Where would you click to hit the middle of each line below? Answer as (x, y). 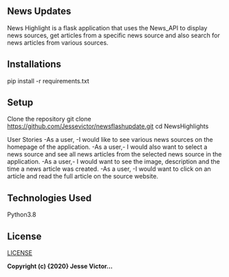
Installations (34, 64)
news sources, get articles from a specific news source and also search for (113, 35)
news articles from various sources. (58, 42)
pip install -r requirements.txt (48, 81)
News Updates (39, 11)
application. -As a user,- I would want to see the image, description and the (113, 162)
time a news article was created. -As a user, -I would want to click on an (109, 169)
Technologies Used (49, 198)
